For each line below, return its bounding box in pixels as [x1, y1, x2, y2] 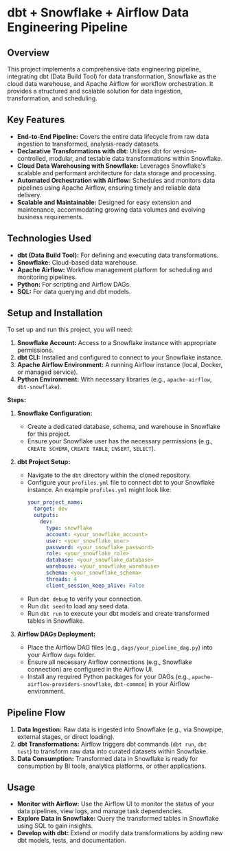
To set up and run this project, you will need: [7, 325, 133, 334]
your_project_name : [27, 499, 84, 506]
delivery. [16, 190, 42, 199]
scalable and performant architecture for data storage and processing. [16, 168, 217, 177]
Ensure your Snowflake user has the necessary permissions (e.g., [27, 437, 214, 445]
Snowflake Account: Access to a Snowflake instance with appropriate [16, 339, 217, 347]
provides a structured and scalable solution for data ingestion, [7, 87, 183, 95]
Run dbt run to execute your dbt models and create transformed [27, 609, 209, 617]
